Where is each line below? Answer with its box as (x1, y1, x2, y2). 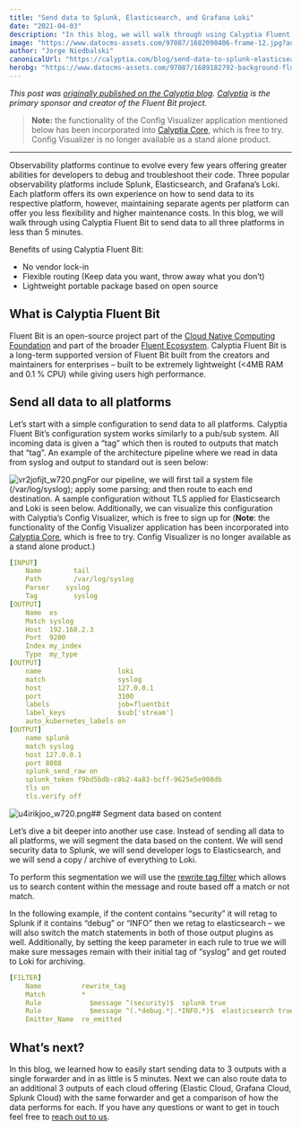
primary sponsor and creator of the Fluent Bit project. (9, 97, 208, 108)
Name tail (25, 567, 90, 576)
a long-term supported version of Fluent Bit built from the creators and (9, 349, 271, 360)
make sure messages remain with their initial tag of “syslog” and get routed (9, 946, 287, 957)
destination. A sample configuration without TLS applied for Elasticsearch (9, 493, 280, 504)
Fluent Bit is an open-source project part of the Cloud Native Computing (9, 330, 276, 341)
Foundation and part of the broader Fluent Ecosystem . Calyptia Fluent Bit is (9, 340, 287, 350)
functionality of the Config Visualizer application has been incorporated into (9, 522, 289, 533)
